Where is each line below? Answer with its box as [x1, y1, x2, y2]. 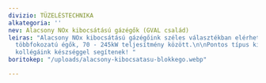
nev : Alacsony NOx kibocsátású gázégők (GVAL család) [8, 26, 190, 34]
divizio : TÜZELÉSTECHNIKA [8, 11, 93, 20]
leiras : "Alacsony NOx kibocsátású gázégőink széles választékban [8, 33, 232, 42]
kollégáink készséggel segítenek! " [15, 48, 136, 56]
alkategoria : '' [8, 19, 62, 27]
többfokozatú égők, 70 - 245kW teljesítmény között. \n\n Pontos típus [15, 41, 249, 49]
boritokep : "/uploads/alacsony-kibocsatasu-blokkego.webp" [8, 56, 207, 64]
